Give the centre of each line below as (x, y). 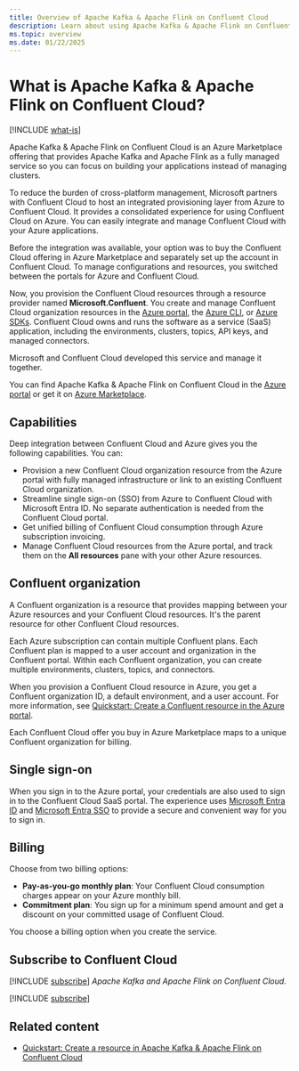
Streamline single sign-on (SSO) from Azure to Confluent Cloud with (147, 499)
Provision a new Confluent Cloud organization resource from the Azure (152, 470)
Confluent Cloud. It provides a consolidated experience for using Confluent (147, 212)
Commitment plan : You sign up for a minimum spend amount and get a (153, 905)
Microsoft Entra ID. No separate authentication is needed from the (143, 508)
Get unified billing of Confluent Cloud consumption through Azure (143, 527)
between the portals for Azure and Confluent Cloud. (105, 276)
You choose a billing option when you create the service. (113, 932)
